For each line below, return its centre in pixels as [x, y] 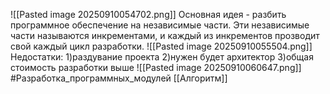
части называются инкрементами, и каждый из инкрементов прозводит [165, 35]
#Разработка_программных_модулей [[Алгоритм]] [119, 78]
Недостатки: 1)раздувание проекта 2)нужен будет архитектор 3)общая [162, 57]
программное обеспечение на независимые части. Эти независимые [160, 25]
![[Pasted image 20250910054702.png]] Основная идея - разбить [148, 14]
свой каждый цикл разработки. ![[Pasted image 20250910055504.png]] [161, 46]
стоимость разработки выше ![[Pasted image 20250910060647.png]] [156, 67]
